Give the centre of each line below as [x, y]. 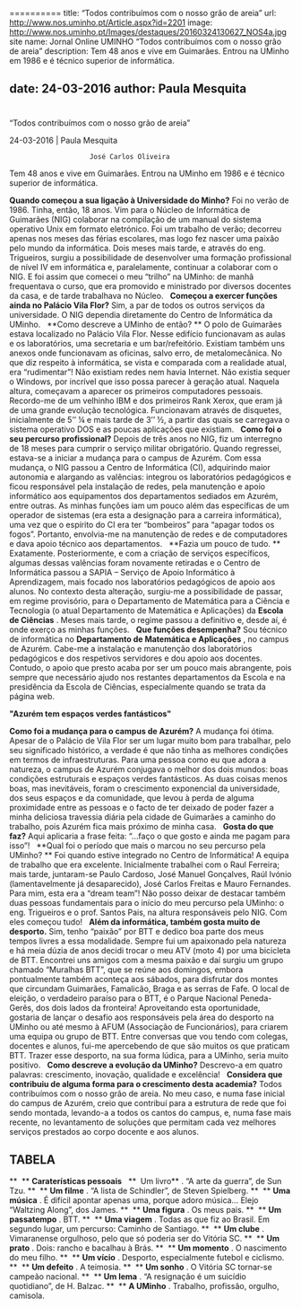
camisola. [27, 1295]
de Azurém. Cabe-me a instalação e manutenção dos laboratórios [131, 648]
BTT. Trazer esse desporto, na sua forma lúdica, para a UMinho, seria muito [149, 1055]
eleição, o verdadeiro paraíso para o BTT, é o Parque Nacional [124, 998]
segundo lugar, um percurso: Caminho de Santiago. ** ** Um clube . [137, 1229]
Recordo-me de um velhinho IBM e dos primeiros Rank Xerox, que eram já [146, 400]
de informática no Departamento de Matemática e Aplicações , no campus [149, 639]
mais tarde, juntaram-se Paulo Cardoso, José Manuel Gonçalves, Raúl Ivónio [150, 873]
